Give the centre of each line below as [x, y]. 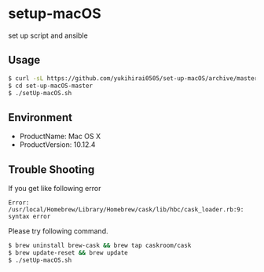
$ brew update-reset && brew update [68, 252]
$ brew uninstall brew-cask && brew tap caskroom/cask [100, 245]
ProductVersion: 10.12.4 [57, 145]
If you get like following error [55, 188]
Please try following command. [58, 231]
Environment [40, 118]
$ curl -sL [26, 78]
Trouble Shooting [51, 169]
